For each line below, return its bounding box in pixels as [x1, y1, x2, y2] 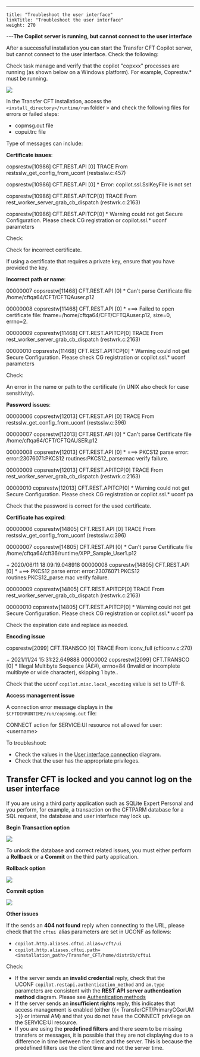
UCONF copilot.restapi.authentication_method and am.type [14, 981, 165, 988]
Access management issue [6, 692, 75, 699]
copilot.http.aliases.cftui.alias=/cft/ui [14, 941, 122, 947]
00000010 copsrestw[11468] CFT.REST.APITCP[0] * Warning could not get [6, 348, 190, 354]
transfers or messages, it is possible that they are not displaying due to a [14, 1031, 193, 1038]
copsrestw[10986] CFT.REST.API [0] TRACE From [6, 163, 128, 170]
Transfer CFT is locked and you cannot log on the [6, 775, 192, 785]
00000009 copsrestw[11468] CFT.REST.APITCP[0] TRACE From [6, 330, 164, 336]
